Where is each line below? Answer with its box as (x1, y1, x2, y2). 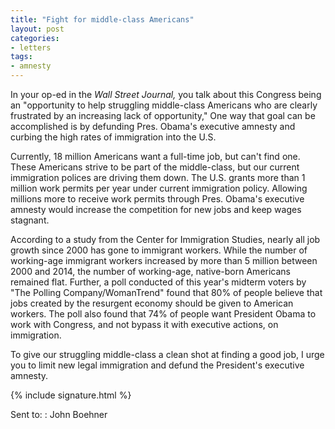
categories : (10, 33, 60, 43)
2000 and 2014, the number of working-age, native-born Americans (10, 266, 291, 277)
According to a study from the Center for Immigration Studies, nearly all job (10, 234, 321, 245)
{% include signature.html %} (10, 389, 132, 401)
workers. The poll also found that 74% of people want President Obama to (10, 308, 317, 320)
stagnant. (10, 214, 50, 226)
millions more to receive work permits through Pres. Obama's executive (10, 193, 305, 205)
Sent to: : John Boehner (10, 409, 108, 420)
